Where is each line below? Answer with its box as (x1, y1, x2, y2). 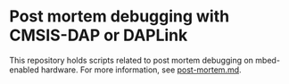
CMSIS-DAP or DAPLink (9, 25, 188, 46)
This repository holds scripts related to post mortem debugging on (9, 55, 254, 65)
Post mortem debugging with (9, 6, 230, 27)
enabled (9, 64, 39, 75)
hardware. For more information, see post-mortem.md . (40, 64, 243, 75)
